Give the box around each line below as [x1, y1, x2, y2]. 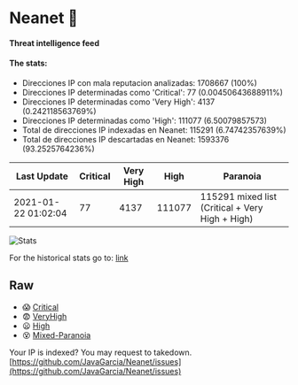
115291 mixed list [200, 190, 278, 203]
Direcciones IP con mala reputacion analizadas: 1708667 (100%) [21, 77, 257, 88]
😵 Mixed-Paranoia [21, 329, 91, 340]
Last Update [16, 170, 69, 182]
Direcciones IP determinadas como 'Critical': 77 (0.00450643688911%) [21, 87, 284, 97]
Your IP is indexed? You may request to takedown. [9, 347, 192, 358]
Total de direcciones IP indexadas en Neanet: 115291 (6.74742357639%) [21, 124, 286, 135]
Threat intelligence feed [9, 37, 100, 48]
